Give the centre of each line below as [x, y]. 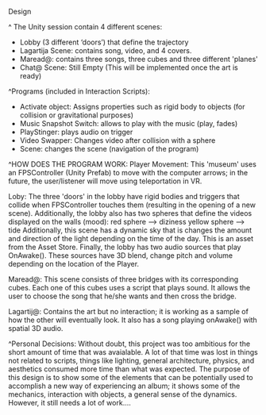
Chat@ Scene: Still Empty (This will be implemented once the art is [129, 67]
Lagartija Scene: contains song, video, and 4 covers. [106, 50]
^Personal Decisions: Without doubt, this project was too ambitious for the [129, 344]
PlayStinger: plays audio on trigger [76, 132]
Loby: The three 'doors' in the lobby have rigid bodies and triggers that [124, 196]
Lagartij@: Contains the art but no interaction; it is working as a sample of [128, 311]
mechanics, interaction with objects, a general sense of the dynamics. [123, 394]
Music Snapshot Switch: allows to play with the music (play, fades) [129, 123]
